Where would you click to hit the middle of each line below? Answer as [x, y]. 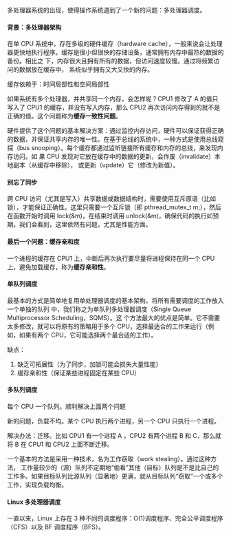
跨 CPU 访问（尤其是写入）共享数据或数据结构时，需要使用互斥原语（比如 [112, 199]
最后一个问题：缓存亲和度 [43, 242]
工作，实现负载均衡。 [37, 485]
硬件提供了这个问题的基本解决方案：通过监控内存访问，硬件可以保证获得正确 [115, 131]
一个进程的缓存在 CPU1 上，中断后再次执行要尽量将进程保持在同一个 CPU [111, 258]
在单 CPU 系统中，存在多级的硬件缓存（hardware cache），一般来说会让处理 [115, 44]
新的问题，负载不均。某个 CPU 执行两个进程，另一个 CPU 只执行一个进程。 [113, 421]
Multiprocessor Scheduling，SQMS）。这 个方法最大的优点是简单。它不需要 [114, 317]
